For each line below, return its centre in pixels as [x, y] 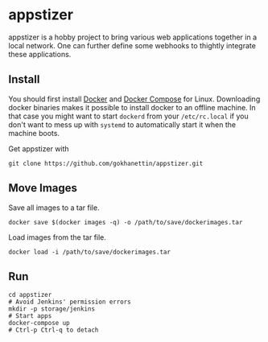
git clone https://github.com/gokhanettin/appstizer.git [106, 163]
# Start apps [30, 316]
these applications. [40, 54]
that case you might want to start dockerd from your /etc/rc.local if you [128, 116]
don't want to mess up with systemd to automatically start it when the [122, 124]
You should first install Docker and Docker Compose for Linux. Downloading [134, 99]
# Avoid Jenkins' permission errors [70, 302]
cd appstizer [30, 295]
